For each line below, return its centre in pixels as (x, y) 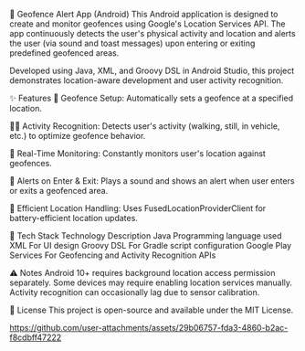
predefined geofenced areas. (64, 53)
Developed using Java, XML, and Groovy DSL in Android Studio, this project (152, 70)
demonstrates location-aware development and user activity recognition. (147, 80)
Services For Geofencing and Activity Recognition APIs (113, 255)
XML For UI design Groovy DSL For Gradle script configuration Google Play (151, 245)
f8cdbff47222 (36, 337)
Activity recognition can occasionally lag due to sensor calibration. (135, 292)
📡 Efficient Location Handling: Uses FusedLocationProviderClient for (138, 208)
